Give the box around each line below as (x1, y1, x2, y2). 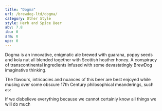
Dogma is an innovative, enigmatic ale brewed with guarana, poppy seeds (5, 52, 153, 57)
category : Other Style (5, 16, 51, 21)
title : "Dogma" (5, 7, 36, 12)
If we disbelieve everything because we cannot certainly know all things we (5, 96, 157, 102)
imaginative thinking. (5, 67, 47, 73)
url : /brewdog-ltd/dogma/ (5, 12, 57, 16)
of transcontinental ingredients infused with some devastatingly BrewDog (5, 62, 152, 68)
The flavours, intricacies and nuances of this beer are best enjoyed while (5, 76, 151, 82)
